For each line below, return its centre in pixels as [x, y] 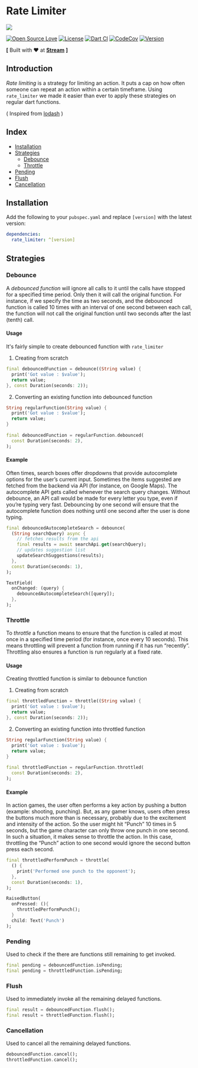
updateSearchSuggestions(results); [61, 556]
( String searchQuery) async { [48, 533]
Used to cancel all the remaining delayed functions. [69, 1044]
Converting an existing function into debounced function [83, 397]
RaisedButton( [24, 899]
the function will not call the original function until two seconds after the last [98, 313]
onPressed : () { [30, 904]
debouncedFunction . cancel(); [42, 1054]
